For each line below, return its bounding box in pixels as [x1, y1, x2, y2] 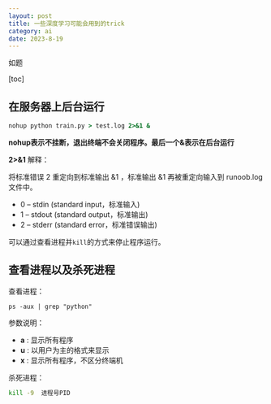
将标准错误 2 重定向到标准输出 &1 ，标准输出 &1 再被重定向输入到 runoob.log [8, 172, 264, 181]
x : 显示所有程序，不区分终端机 [19, 355, 123, 365]
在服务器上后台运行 [8, 99, 105, 114]
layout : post [8, 11, 53, 20]
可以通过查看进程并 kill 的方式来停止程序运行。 [8, 237, 166, 246]
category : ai [8, 27, 53, 35]
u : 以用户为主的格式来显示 [19, 345, 110, 354]
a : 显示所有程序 [19, 335, 74, 345]
